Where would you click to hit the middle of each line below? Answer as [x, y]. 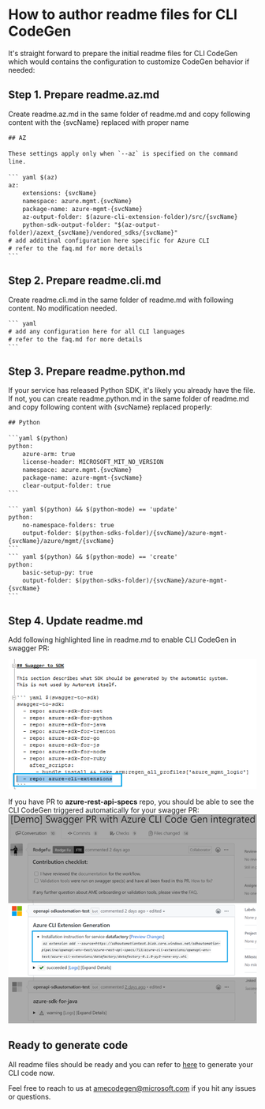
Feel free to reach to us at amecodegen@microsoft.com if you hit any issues [132, 1088]
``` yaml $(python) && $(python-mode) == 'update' [93, 510]
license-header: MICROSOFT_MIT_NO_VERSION [93, 462]
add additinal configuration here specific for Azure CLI [113, 240]
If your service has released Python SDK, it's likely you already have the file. [132, 390]
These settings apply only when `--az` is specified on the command [123, 153]
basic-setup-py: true [58, 573]
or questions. [30, 1096]
